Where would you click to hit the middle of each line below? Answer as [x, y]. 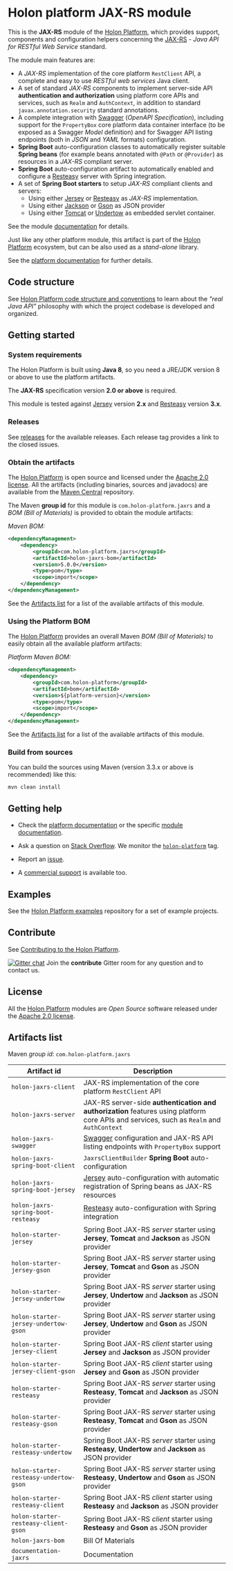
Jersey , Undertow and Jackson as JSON [151, 1295]
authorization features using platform [145, 1111]
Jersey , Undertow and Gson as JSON [145, 1324]
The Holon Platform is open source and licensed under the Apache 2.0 [108, 478]
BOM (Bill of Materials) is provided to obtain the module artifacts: [101, 513]
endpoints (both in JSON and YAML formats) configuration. [102, 139]
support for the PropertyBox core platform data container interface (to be [121, 124]
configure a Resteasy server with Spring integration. [92, 176]
